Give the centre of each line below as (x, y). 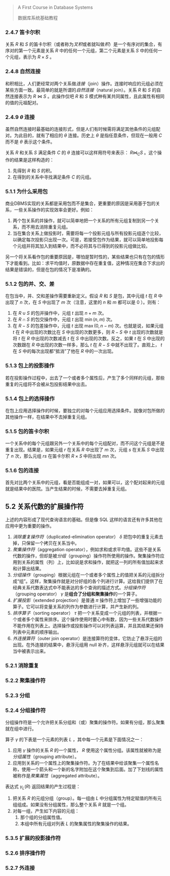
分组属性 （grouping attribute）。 (46, 757)
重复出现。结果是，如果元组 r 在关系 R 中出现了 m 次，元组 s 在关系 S (78, 450)
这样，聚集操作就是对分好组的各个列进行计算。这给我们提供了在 (97, 581)
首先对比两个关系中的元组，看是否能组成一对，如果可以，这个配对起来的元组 (85, 482)
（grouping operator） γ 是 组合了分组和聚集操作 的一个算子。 (76, 594)
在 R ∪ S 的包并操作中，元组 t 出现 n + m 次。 (60, 313)
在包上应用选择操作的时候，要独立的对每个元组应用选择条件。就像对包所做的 (85, 410)
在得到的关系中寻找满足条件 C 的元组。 (53, 177)
